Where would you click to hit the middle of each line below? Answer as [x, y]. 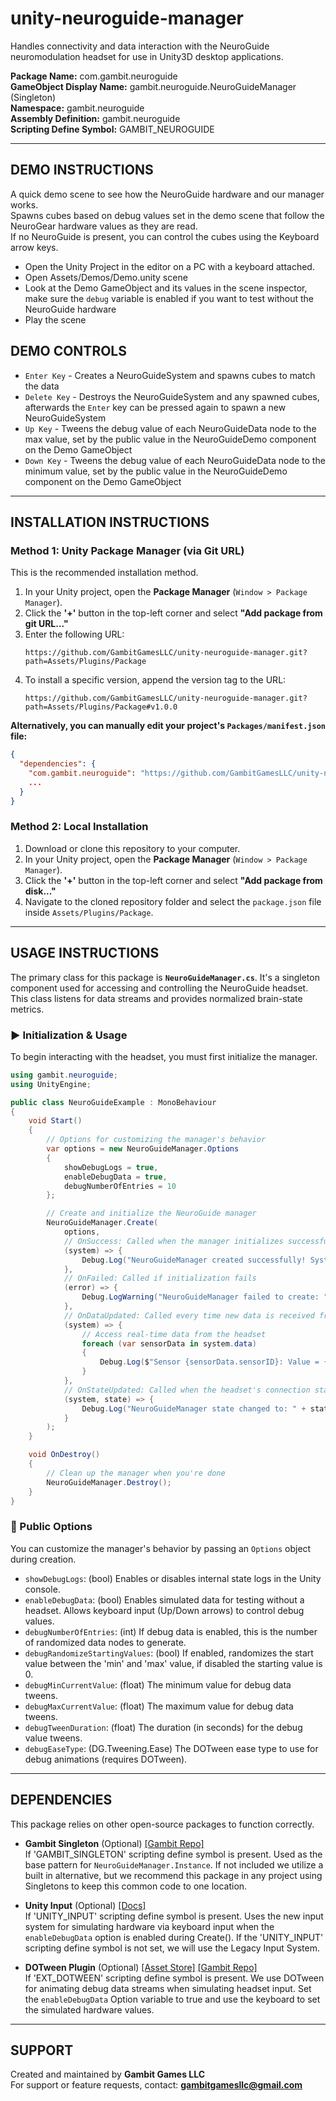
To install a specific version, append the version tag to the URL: [155, 680]
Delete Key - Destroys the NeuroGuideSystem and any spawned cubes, [172, 396]
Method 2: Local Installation [79, 827]
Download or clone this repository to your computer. [132, 848]
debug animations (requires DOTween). [106, 1759]
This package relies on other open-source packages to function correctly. [162, 1824]
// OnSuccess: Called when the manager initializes [173, 1241]
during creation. [43, 1559]
